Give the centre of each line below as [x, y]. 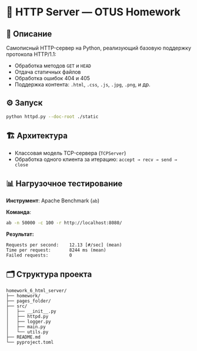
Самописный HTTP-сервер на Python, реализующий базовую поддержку [99, 48]
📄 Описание [29, 34]
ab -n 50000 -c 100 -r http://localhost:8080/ [64, 223]
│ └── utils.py [27, 332]
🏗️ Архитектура [37, 136]
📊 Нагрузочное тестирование [64, 183]
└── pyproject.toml [30, 342]
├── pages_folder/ [29, 301]
